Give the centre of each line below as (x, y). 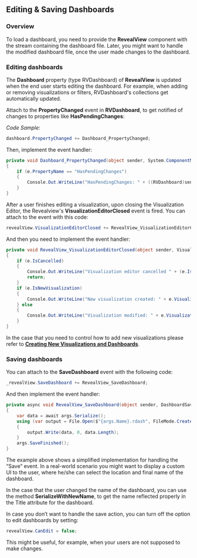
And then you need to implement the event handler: (68, 239)
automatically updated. (34, 98)
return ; (36, 277)
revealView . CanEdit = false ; (42, 531)
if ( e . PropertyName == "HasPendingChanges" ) (72, 171)
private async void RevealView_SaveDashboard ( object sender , (82, 405)
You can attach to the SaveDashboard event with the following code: (89, 372)
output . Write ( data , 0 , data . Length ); (73, 432)
